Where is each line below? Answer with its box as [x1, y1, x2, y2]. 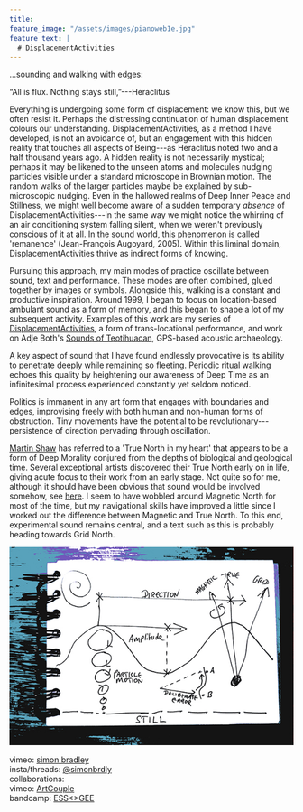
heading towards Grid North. [9, 529, 115, 540]
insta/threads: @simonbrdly [9, 764, 113, 775]
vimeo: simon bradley [9, 754, 90, 765]
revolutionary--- [209, 415, 270, 426]
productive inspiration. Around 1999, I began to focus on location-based [9, 294, 277, 305]
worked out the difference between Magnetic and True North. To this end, [9, 510, 284, 521]
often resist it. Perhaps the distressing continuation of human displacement [9, 114, 289, 125]
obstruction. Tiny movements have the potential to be [9, 415, 208, 426]
